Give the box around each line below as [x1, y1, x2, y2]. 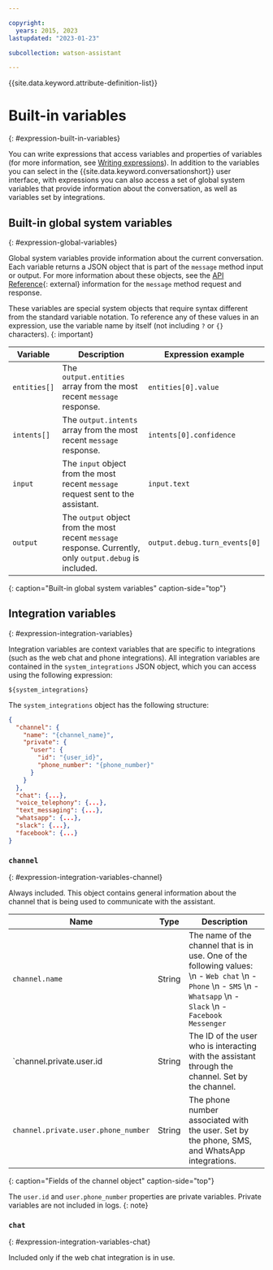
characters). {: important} [8, 330, 93, 339]
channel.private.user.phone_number [12, 1125, 150, 1134]
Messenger [188, 1019, 227, 1028]
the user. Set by [188, 1125, 249, 1136]
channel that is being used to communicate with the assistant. [8, 896, 215, 906]
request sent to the [62, 488, 135, 500]
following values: [188, 960, 253, 971]
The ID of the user [188, 1029, 258, 1041]
